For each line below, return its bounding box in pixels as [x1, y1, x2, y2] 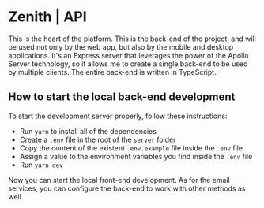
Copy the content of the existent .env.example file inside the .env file [19, 143, 243, 153]
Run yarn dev [19, 160, 63, 169]
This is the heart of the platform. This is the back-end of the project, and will [8, 34, 257, 43]
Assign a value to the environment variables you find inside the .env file [19, 151, 253, 161]
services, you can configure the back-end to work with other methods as [8, 184, 247, 193]
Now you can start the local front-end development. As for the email [8, 175, 231, 184]
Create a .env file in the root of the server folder [19, 135, 176, 144]
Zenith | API [8, 8, 87, 26]
